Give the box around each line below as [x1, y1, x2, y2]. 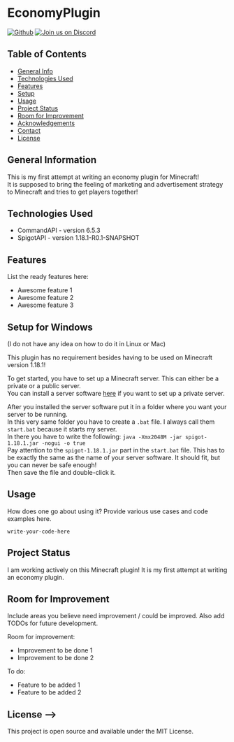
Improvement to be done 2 [17, 654, 94, 662]
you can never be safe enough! [7, 461, 97, 469]
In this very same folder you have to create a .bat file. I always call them [7, 418, 215, 426]
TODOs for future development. [7, 619, 98, 627]
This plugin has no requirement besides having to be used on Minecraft [7, 353, 213, 362]
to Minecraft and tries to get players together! [7, 187, 138, 196]
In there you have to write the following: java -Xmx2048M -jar [7, 432, 183, 441]
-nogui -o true [41, 440, 86, 447]
